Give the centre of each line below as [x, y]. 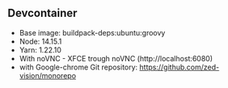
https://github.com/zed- [179, 67]
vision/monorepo [48, 75]
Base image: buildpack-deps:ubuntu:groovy [92, 32]
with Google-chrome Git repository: [78, 67]
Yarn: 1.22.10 [40, 50]
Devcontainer [42, 13]
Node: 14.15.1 [40, 41]
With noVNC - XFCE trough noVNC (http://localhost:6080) [116, 58]
